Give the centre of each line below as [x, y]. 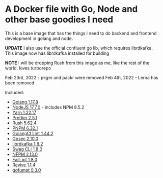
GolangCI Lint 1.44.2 [33, 133]
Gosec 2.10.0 [25, 139]
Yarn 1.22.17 [24, 112]
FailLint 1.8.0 [25, 159]
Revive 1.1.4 [24, 165]
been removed [20, 83]
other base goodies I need [59, 19]
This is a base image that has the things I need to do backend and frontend [81, 33]
